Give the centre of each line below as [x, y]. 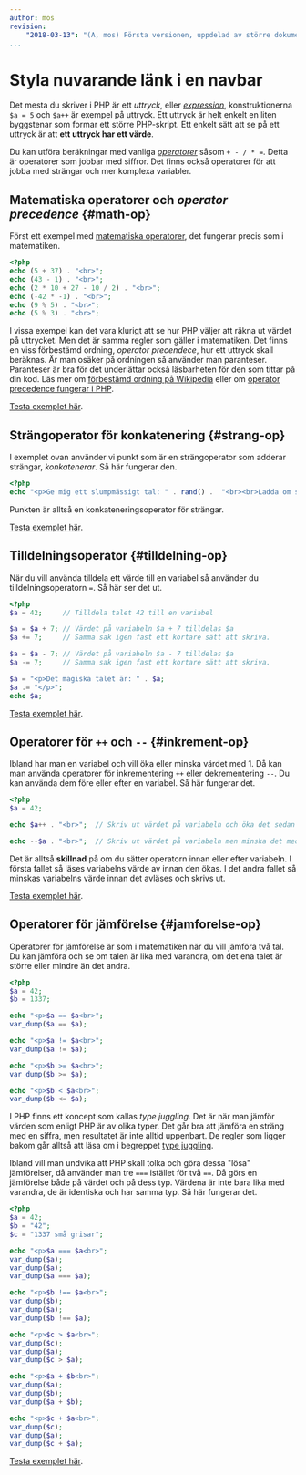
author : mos [32, 18]
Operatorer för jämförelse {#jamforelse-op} [135, 925]
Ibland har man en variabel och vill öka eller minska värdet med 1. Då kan [146, 764]
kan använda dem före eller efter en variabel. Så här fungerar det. [133, 783]
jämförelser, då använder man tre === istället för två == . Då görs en [133, 1173]
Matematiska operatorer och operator [119, 200]
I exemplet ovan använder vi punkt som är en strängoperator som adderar [148, 458]
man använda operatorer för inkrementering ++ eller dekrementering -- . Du [149, 774]
